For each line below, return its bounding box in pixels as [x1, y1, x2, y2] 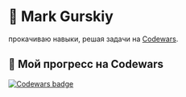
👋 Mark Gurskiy [8, 7, 114, 26]
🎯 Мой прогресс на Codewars [8, 57, 163, 71]
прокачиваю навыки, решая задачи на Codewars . [8, 34, 179, 44]
